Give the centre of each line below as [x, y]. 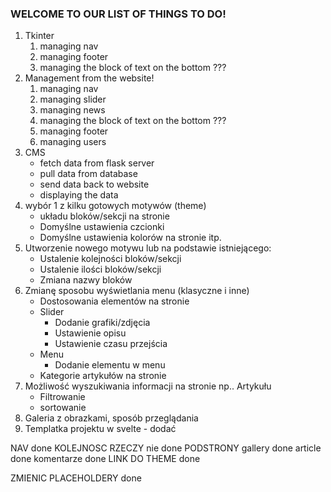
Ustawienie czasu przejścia [111, 344]
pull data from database [88, 174]
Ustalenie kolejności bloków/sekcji [110, 259]
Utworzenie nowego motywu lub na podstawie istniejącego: [148, 248]
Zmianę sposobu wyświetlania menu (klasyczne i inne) [137, 291]
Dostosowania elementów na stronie [114, 301]
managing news [72, 110]
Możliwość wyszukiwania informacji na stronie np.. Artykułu [148, 386]
